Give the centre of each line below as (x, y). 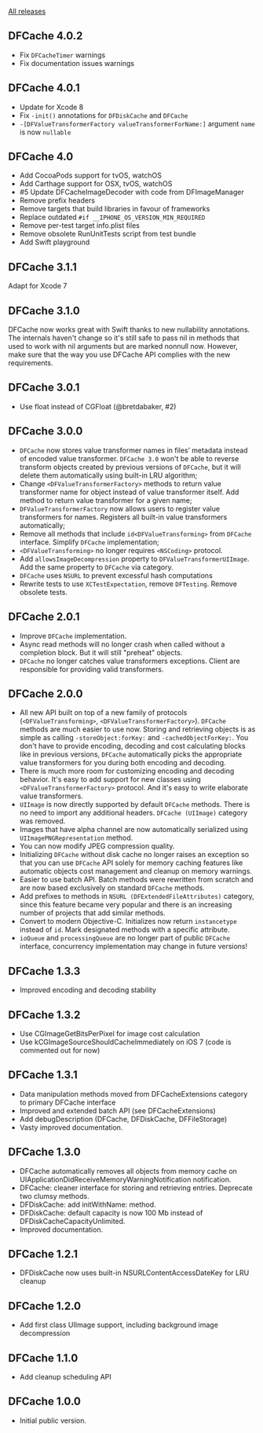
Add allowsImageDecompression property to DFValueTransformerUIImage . (134, 559)
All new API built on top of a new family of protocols (103, 713)
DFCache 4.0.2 (46, 36)
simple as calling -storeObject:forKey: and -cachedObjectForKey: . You (134, 738)
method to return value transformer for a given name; (106, 500)
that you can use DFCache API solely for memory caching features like (131, 863)
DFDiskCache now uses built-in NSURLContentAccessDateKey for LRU (134, 1273)
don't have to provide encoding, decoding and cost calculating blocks (132, 746)
